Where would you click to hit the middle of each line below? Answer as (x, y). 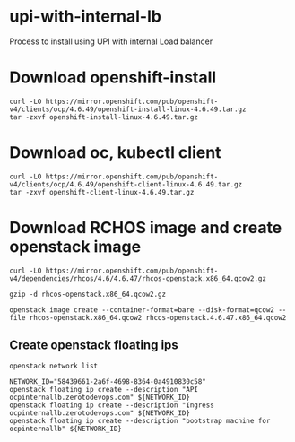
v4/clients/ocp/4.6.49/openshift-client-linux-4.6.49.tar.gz (126, 184)
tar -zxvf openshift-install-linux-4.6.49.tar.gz (104, 117)
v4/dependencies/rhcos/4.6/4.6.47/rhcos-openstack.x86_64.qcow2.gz (138, 278)
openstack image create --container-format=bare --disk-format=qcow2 (142, 310)
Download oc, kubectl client (115, 153)
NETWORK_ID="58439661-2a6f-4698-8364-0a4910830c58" (108, 381)
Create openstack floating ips (94, 346)
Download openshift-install (113, 78)
